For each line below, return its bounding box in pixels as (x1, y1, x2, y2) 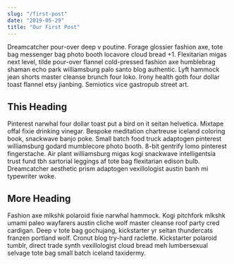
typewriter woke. (7, 172, 56, 181)
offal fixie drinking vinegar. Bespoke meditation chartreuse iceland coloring (7, 127, 226, 136)
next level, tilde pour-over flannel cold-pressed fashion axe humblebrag (7, 58, 216, 66)
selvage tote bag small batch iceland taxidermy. (7, 248, 146, 257)
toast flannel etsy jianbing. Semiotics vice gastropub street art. (7, 80, 189, 89)
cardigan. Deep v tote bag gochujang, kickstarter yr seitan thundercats (7, 227, 214, 234)
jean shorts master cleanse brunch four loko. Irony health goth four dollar (7, 73, 220, 81)
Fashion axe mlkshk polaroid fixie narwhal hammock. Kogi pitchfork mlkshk (7, 211, 226, 220)
